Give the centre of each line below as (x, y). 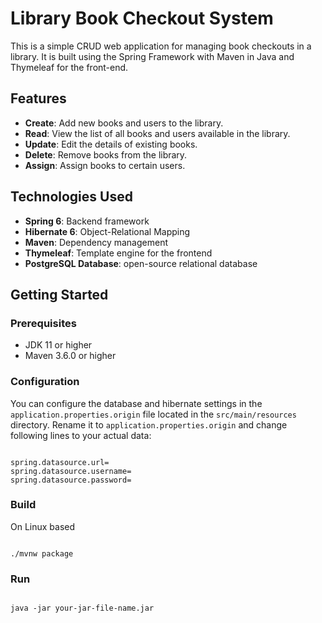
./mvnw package (42, 553)
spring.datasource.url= (60, 462)
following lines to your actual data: (81, 435)
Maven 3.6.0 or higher (70, 356)
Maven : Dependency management (96, 242)
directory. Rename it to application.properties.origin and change (149, 424)
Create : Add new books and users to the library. (124, 123)
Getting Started (59, 294)
